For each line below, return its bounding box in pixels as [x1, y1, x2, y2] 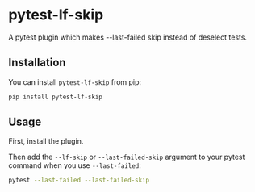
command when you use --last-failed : [8, 161, 141, 170]
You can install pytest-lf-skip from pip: [8, 77, 142, 86]
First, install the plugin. [8, 136, 84, 146]
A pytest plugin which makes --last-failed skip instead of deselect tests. [8, 32, 248, 42]
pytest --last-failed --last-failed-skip [8, 176, 150, 185]
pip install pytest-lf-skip [8, 93, 103, 101]
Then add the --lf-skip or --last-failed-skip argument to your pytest [8, 152, 245, 162]
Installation [8, 56, 66, 69]
